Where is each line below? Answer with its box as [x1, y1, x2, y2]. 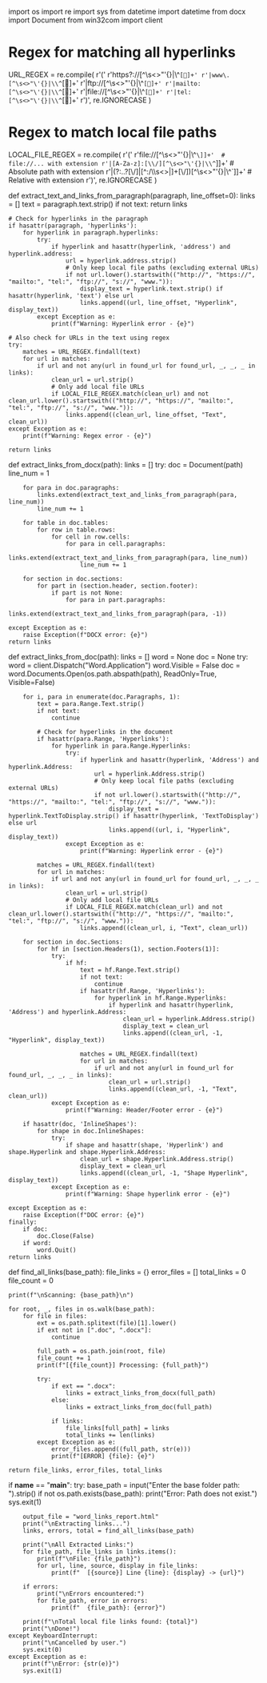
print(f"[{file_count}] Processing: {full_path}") [37, 1360, 209, 1369]
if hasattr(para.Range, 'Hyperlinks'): [37, 735, 170, 743]
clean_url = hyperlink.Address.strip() [122, 1015, 256, 1023]
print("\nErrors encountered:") [37, 1589, 145, 1597]
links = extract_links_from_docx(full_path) [65, 1388, 217, 1397]
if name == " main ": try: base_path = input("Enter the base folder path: [8, 1480, 240, 1489]
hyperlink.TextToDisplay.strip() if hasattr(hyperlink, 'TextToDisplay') [8, 811, 260, 819]
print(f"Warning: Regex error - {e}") [22, 431, 152, 439]
